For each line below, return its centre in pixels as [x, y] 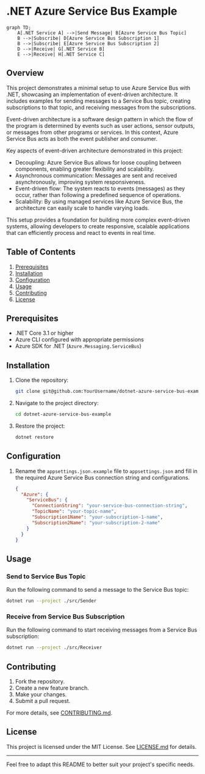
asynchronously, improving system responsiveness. [80, 182]
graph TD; [19, 28]
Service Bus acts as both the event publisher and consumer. [82, 138]
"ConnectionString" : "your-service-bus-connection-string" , [110, 506]
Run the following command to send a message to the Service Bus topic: [98, 590]
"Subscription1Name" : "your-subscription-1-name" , [97, 517]
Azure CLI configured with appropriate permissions [80, 340]
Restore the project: [40, 426]
